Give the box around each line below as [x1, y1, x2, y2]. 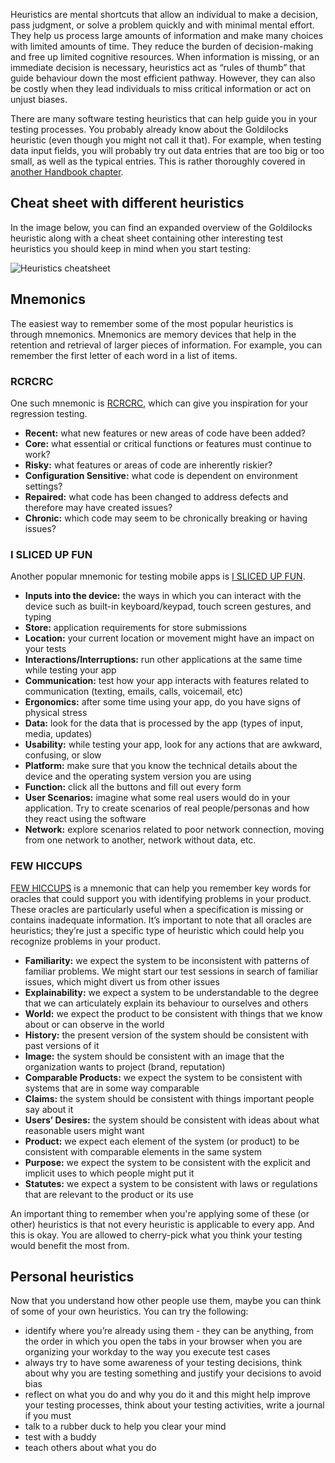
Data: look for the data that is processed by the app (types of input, [24, 717, 304, 729]
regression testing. [10, 407, 88, 419]
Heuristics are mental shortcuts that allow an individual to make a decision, [10, 9, 319, 20]
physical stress [24, 707, 88, 719]
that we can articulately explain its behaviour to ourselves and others [24, 997, 309, 1009]
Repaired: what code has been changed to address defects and [24, 490, 289, 503]
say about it [24, 1103, 74, 1115]
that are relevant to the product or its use [24, 1188, 194, 1200]
